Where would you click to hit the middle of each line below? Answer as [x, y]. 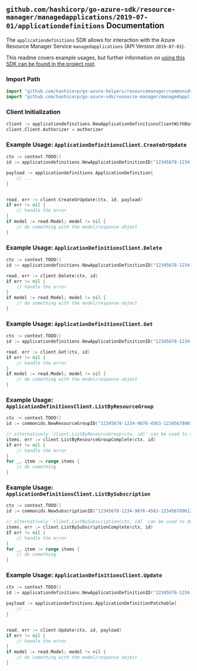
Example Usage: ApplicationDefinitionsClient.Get [80, 324]
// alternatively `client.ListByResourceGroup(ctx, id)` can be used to [97, 434]
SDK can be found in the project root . [51, 64]
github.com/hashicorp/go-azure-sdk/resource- [91, 10]
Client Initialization [33, 112]
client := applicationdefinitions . [50, 124]
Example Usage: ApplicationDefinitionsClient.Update [84, 575]
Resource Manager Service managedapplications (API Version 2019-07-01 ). [96, 46]
